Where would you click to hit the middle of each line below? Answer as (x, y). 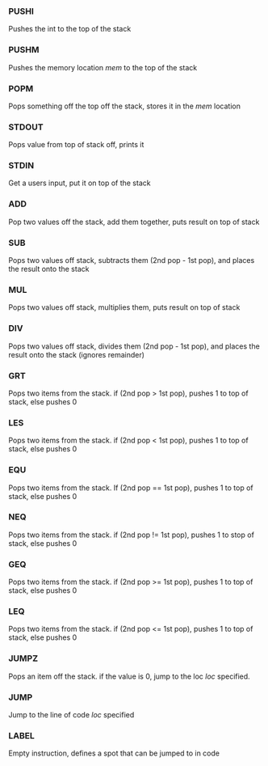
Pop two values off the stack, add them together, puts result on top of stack (134, 222)
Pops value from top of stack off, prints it (76, 145)
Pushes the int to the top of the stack (70, 29)
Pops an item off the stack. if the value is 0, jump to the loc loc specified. (129, 676)
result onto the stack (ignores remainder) (77, 354)
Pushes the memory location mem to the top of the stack (103, 67)
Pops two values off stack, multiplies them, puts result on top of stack (124, 307)
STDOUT (26, 127)
